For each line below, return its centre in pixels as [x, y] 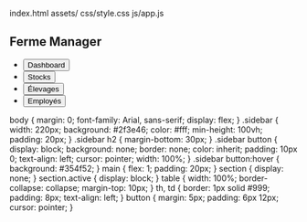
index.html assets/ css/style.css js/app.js [87, 13]
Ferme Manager [56, 42]
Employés [44, 101]
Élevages [43, 89]
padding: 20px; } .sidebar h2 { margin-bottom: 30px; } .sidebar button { [143, 139]
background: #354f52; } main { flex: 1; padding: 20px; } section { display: [147, 168]
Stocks [39, 77]
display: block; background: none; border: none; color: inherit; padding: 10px [153, 149]
